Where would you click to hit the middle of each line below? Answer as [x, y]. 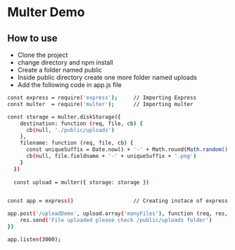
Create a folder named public [60, 70]
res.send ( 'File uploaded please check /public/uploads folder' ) [116, 221]
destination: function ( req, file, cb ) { [81, 124]
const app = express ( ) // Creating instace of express [118, 201]
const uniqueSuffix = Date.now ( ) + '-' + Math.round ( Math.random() [127, 150]
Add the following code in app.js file [69, 85]
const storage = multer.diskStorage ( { [64, 117]
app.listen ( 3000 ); [34, 239]
